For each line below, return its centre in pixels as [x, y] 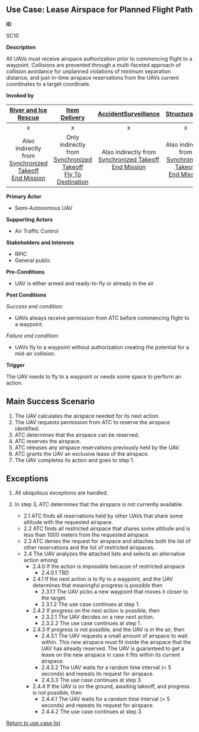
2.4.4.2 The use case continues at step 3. [92, 712]
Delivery [73, 117]
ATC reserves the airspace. [48, 441]
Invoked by [20, 95]
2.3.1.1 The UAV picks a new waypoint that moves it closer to [115, 592]
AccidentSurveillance [129, 113]
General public [33, 260]
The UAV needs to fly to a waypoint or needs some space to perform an [94, 376]
